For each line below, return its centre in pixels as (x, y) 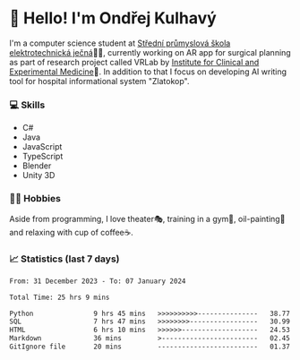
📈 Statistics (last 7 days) (64, 259)
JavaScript (42, 147)
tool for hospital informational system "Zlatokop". (99, 81)
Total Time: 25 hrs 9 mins (60, 297)
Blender (37, 166)
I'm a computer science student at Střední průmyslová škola (120, 43)
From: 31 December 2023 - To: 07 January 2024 (98, 281)
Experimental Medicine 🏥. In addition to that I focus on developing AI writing (148, 72)
